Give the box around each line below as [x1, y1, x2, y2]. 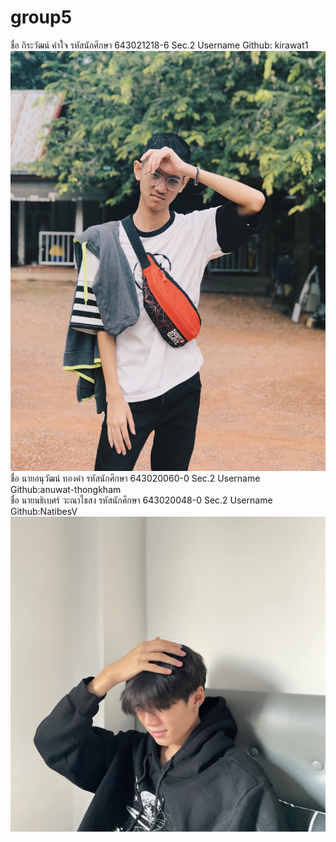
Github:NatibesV [10, 505, 78, 517]
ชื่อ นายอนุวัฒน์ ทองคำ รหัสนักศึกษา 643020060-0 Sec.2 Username [10, 472, 261, 484]
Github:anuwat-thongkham [10, 483, 122, 495]
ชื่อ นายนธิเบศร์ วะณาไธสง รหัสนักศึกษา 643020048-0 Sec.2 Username [10, 494, 273, 506]
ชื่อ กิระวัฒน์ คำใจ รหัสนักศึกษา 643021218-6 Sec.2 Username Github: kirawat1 [10, 39, 309, 51]
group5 [10, 6, 73, 29]
